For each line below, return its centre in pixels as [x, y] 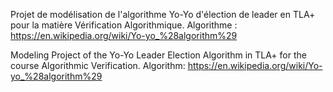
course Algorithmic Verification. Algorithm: [98, 65]
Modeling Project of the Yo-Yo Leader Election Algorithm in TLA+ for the [158, 55]
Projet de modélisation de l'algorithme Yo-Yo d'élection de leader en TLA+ [163, 14]
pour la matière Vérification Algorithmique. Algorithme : [124, 25]
